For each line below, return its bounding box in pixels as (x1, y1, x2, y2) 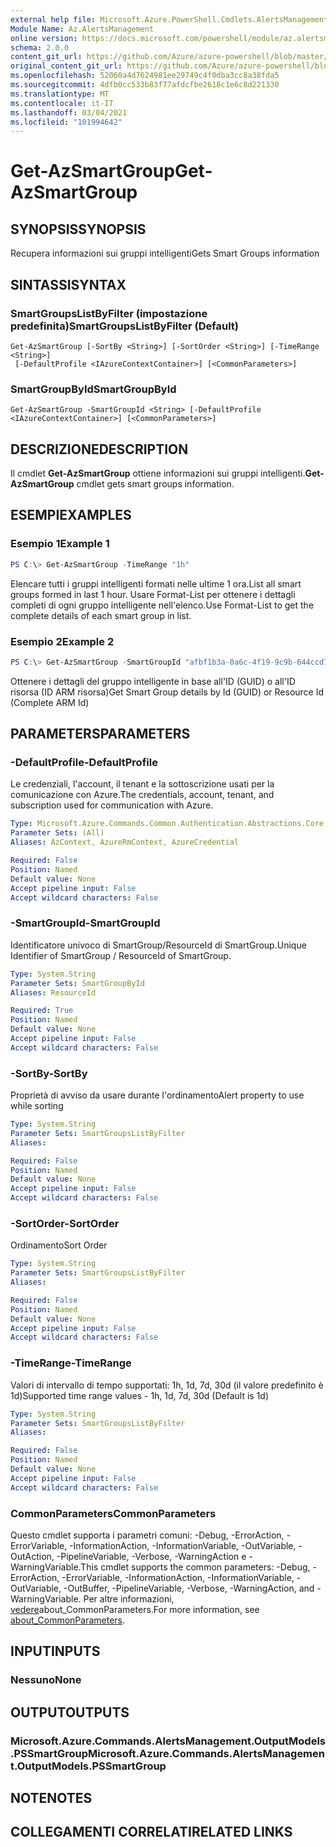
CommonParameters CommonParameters (10, 1506, 217, 1520)
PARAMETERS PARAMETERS (10, 726, 191, 743)
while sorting (10, 1100, 64, 1112)
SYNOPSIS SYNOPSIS (10, 221, 147, 238)
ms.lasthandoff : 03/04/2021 (10, 107, 128, 118)
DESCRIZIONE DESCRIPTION (10, 441, 189, 458)
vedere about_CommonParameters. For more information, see (10, 1603, 260, 1615)
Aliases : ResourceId (10, 987, 97, 998)
